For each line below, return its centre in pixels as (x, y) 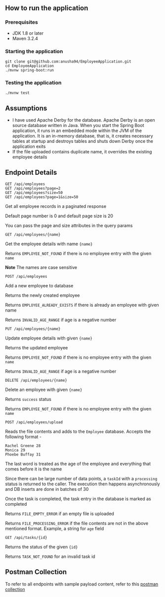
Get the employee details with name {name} (49, 244)
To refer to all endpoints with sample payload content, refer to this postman (82, 584)
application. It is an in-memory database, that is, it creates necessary (82, 136)
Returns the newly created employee (42, 295)
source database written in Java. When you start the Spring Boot (78, 126)
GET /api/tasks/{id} (26, 537)
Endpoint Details (31, 172)
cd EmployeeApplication (30, 66)
